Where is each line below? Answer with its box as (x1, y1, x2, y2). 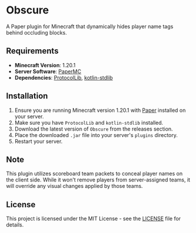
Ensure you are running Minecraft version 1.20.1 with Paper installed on (14, 107, 186, 114)
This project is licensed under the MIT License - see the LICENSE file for (6, 215, 181, 222)
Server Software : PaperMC (14, 68, 82, 75)
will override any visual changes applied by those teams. (6, 183, 143, 190)
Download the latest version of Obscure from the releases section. (14, 125, 173, 132)
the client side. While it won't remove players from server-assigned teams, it (6, 176, 191, 183)
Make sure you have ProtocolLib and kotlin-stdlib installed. (14, 119, 163, 126)
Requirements (6, 46, 59, 56)
